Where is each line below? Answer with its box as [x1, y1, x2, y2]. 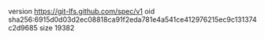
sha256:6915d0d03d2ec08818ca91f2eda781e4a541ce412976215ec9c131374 [8, 15, 257, 24]
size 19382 [39, 23, 75, 32]
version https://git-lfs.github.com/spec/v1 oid [8, 7, 155, 16]
